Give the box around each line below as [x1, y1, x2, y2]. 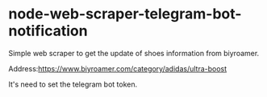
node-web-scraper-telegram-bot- [8, 5, 242, 23]
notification [8, 22, 88, 40]
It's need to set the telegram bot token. [8, 79, 138, 89]
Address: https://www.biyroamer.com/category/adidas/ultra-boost [8, 63, 227, 73]
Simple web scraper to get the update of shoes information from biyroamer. [8, 48, 260, 58]
